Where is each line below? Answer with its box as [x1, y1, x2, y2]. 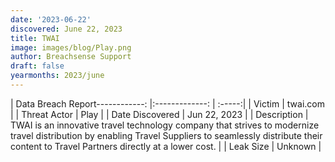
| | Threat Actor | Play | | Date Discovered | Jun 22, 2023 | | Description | [10, 108, 309, 120]
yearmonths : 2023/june [10, 71, 105, 81]
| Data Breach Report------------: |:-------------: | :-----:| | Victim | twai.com [10, 97, 325, 110]
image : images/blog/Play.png [10, 42, 132, 53]
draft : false [10, 61, 65, 71]
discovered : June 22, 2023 [10, 24, 123, 34]
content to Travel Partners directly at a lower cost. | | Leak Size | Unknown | [10, 140, 322, 152]
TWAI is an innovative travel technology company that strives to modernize [10, 119, 320, 131]
